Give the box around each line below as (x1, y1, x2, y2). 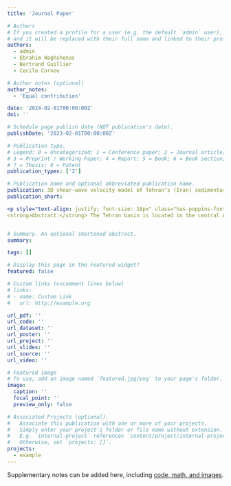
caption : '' (13, 388, 48, 395)
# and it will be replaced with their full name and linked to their (7, 35, 211, 42)
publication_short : (7, 193, 63, 200)
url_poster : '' (7, 331, 51, 338)
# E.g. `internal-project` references (7, 432, 125, 440)
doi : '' (7, 111, 30, 118)
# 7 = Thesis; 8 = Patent (7, 162, 81, 168)
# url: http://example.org (7, 300, 91, 307)
